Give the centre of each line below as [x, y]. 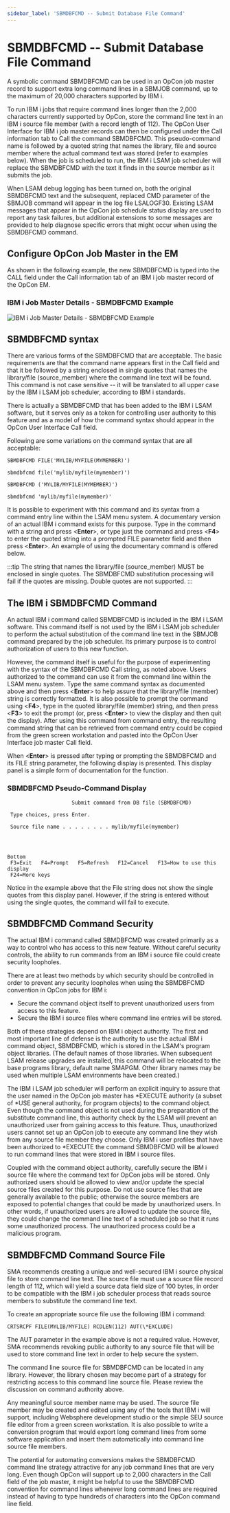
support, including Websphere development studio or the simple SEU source [115, 1417]
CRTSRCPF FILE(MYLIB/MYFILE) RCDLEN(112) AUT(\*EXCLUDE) [90, 1327]
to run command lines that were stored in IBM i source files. [91, 1154]
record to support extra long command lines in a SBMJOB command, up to [113, 88]
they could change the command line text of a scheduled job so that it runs [113, 1219]
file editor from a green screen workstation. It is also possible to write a [108, 1425]
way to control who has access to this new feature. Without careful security [114, 948]
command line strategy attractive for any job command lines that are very [111, 1467]
